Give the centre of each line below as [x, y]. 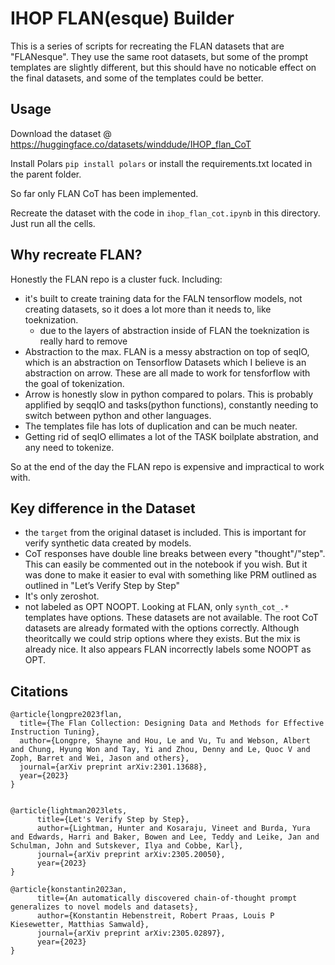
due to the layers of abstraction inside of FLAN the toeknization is [174, 330]
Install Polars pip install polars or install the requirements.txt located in [161, 163]
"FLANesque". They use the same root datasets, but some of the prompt [159, 56]
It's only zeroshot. [62, 596]
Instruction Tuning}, [55, 732]
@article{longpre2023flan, [66, 715]
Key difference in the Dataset [103, 508]
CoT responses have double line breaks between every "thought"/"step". [175, 554]
